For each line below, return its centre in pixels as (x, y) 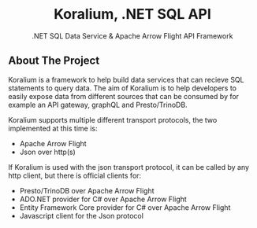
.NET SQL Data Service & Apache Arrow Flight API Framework (132, 35)
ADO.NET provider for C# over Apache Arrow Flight (103, 199)
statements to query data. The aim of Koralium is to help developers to (122, 88)
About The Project (54, 61)
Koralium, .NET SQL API (132, 15)
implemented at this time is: (53, 128)
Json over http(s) (48, 152)
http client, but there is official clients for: (75, 175)
